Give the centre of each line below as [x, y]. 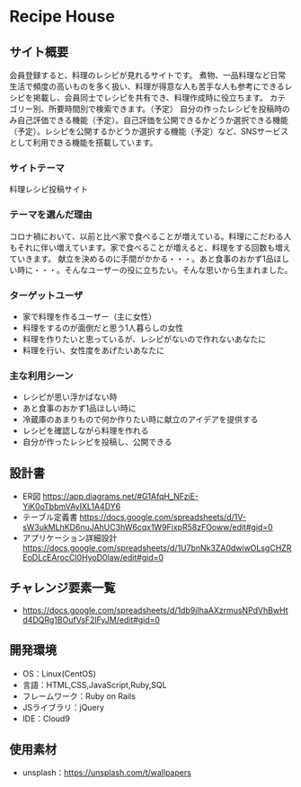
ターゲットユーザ [46, 296]
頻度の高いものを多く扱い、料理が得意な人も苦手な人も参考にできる [159, 86]
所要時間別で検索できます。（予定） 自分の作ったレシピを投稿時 [165, 109]
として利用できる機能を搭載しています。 [84, 142]
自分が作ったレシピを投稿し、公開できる [97, 442]
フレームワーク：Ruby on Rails [79, 696]
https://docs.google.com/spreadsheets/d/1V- [163, 517]
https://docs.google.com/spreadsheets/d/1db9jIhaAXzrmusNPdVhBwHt [155, 610]
